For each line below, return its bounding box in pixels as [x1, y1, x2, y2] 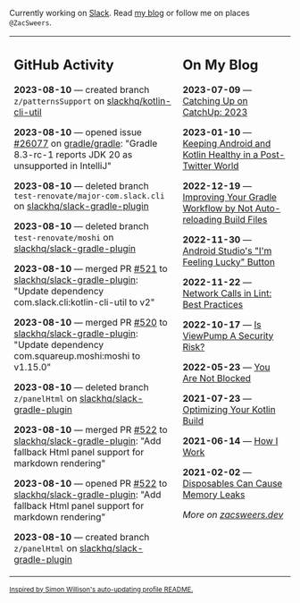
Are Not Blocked [182, 371, 252, 384]
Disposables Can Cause [182, 477, 283, 489]
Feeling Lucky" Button [182, 255, 275, 268]
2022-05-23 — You [182, 361, 271, 373]
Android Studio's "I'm [182, 244, 272, 257]
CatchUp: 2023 [182, 106, 248, 118]
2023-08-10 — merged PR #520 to [13, 316, 168, 328]
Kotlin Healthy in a [182, 148, 259, 160]
